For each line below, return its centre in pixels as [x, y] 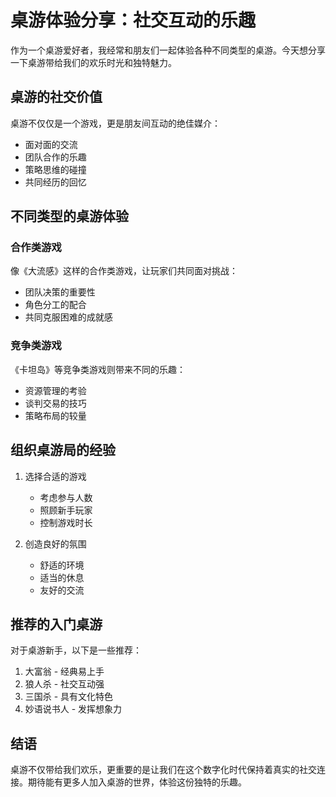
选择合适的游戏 [55, 476]
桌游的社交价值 [56, 97]
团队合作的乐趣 [55, 157]
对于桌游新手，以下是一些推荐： [76, 650]
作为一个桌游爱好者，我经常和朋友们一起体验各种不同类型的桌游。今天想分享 [168, 50]
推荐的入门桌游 [56, 624]
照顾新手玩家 [66, 510]
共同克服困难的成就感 [68, 317]
